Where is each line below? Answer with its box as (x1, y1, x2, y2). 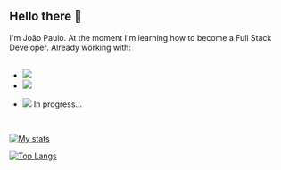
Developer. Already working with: (9, 42, 132, 53)
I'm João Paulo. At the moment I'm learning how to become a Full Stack (9, 32, 272, 43)
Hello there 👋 (9, 9, 83, 24)
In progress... (33, 99, 83, 109)
